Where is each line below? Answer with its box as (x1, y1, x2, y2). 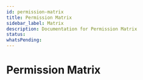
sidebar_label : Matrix (6, 20, 64, 26)
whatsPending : (6, 37, 43, 43)
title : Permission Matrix (6, 15, 72, 21)
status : (6, 32, 26, 38)
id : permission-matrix (6, 8, 64, 15)
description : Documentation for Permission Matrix (6, 25, 138, 32)
